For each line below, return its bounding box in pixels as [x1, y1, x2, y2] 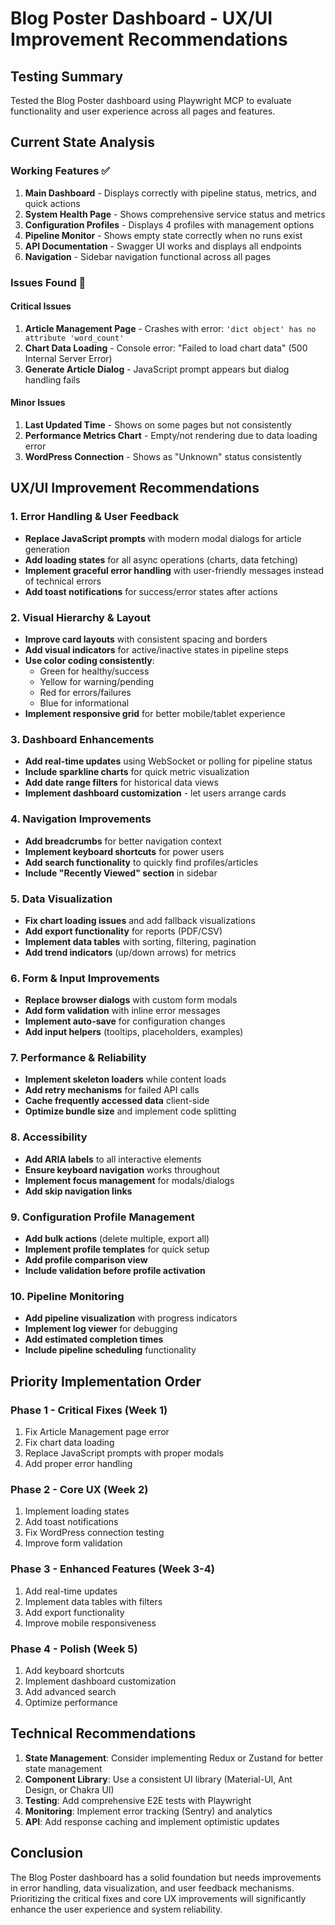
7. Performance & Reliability [10, 1051, 147, 1065]
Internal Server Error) [24, 352, 113, 364]
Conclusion [10, 1845, 84, 1862]
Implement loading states [24, 1505, 130, 1517]
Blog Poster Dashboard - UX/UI [10, 7, 273, 30]
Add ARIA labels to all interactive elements [24, 1153, 202, 1165]
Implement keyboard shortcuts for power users [24, 845, 225, 857]
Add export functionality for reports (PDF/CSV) [24, 925, 223, 937]
